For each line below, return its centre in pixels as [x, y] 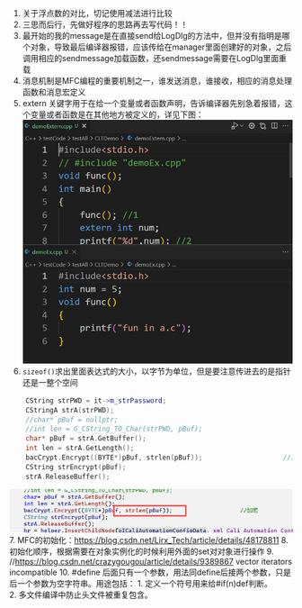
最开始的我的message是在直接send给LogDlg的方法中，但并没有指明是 [152, 36]
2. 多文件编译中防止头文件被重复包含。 [81, 595]
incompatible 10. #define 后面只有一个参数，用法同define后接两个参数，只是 [151, 572]
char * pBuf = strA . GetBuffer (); [86, 439]
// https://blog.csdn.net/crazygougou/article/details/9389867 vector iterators [151, 562]
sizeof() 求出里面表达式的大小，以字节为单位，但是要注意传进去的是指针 [157, 371]
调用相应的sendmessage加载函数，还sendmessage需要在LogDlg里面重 [155, 58]
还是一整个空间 [50, 382]
